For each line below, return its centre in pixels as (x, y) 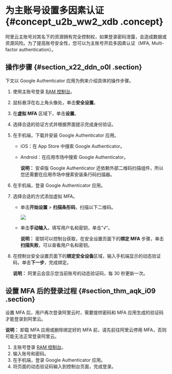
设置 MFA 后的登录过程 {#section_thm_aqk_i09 (81, 291)
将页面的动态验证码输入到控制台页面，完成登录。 (64, 366)
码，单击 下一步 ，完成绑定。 (42, 262)
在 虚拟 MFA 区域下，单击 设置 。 (46, 113)
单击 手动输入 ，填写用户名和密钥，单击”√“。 (66, 228)
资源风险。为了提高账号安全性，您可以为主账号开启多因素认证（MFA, (78, 43)
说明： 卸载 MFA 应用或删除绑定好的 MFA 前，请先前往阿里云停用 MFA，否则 (86, 330)
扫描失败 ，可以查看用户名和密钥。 (56, 245)
